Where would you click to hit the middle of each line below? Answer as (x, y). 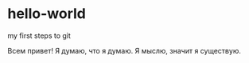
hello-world (47, 14)
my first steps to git (39, 35)
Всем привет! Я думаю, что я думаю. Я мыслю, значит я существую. (124, 50)
